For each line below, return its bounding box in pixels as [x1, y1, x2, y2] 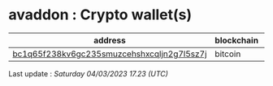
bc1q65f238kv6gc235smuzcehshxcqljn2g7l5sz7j [12, 48, 207, 59]
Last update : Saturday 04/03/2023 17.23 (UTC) [8, 68, 169, 78]
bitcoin [214, 48, 241, 59]
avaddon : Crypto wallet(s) [8, 6, 193, 24]
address [93, 35, 126, 46]
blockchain [214, 35, 258, 46]
